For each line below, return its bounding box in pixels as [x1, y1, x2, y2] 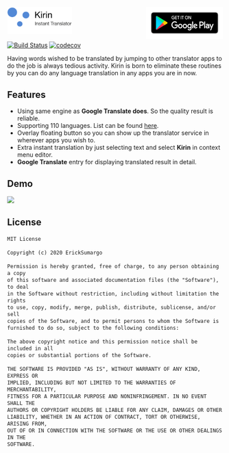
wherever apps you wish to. [16, 136, 96, 144]
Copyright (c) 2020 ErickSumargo [7, 249, 103, 256]
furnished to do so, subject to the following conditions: [7, 324, 180, 331]
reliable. [16, 114, 40, 122]
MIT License [7, 235, 41, 242]
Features [7, 89, 46, 101]
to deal [7, 283, 29, 290]
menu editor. [16, 151, 53, 159]
